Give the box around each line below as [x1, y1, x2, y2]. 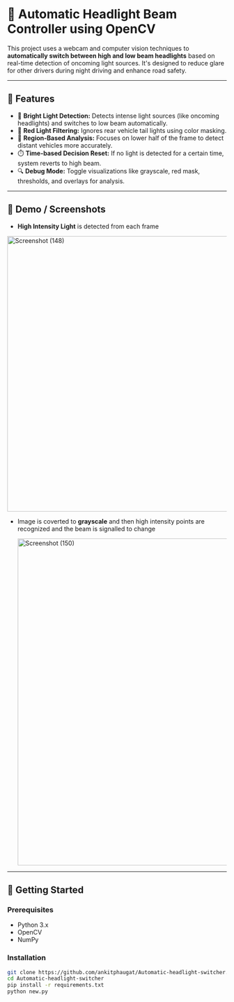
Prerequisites [7, 905, 54, 914]
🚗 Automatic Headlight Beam [7, 6, 178, 22]
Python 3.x [17, 921, 49, 929]
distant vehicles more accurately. [17, 141, 113, 149]
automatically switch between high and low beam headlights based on [7, 52, 215, 60]
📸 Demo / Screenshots [7, 203, 106, 215]
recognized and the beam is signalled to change [17, 524, 155, 533]
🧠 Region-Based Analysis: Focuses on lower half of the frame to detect [17, 134, 224, 142]
